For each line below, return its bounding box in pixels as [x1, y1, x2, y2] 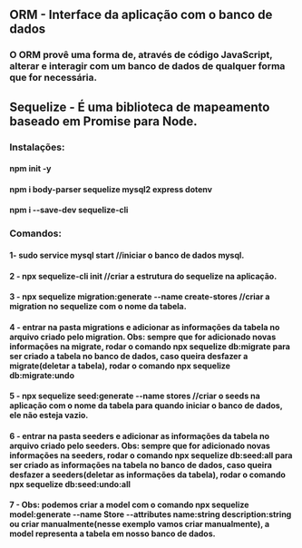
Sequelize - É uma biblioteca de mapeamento [9, 99, 270, 114]
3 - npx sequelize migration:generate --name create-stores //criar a [9, 291, 270, 302]
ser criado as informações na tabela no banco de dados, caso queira [9, 459, 272, 470]
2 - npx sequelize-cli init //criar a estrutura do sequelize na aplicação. [9, 270, 278, 281]
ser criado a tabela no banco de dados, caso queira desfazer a [9, 350, 248, 361]
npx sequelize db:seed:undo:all [9, 478, 132, 489]
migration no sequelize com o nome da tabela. [9, 301, 188, 312]
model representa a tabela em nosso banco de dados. [9, 528, 216, 539]
